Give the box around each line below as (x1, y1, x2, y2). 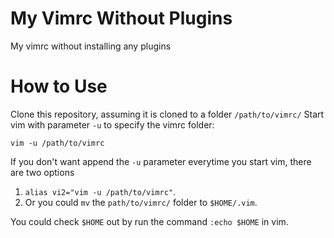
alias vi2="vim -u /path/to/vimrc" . (24, 185, 177, 197)
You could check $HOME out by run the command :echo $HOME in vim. (10, 215, 289, 227)
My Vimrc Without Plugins (10, 7, 233, 30)
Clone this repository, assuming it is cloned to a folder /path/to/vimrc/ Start (10, 108, 325, 120)
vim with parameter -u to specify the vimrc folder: (10, 118, 215, 131)
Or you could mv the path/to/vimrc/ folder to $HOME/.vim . (24, 196, 258, 208)
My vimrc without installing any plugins (10, 40, 172, 52)
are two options (10, 166, 75, 178)
